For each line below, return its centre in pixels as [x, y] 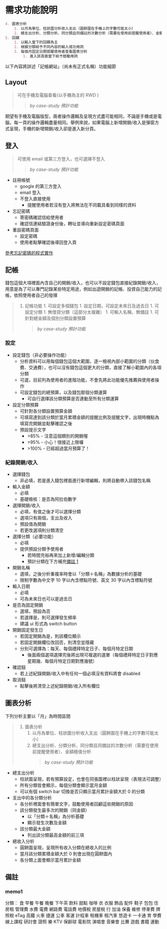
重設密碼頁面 [25, 230]
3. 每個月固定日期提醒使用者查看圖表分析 [51, 52]
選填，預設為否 [35, 611]
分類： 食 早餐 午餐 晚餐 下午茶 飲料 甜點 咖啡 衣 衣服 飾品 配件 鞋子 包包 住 [82, 903]
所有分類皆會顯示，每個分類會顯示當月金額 [63, 785]
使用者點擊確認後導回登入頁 [48, 242]
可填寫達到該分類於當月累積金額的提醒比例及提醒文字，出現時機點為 [89, 417]
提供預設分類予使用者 [42, 549]
